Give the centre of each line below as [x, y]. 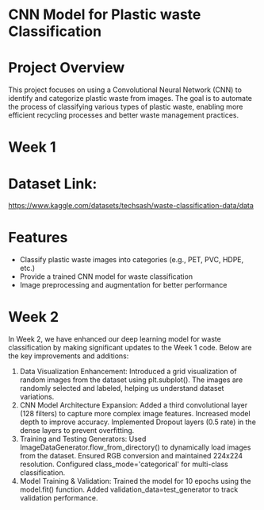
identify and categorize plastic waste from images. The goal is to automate [130, 99]
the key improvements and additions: [69, 356]
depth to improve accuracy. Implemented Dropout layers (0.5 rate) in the [138, 422]
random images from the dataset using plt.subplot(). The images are [131, 380]
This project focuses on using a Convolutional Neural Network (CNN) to [125, 90]
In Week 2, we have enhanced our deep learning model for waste [115, 339]
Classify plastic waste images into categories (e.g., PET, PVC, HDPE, [132, 260]
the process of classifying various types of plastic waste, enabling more [126, 107]
